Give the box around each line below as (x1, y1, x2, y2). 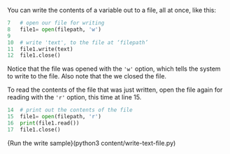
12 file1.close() (7, 52, 61, 59)
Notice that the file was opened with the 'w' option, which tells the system (7, 64, 222, 73)
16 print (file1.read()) (7, 120, 80, 127)
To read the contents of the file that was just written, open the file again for (7, 85, 223, 94)
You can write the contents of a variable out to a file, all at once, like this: (7, 6, 217, 14)
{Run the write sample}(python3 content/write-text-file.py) (7, 139, 176, 147)
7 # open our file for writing (7, 20, 105, 27)
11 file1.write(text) (7, 45, 73, 52)
